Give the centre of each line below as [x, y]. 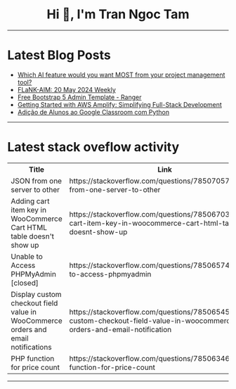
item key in [29, 210]
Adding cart [30, 201]
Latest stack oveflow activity [93, 147]
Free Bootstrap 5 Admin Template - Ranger [79, 97]
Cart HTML [29, 227]
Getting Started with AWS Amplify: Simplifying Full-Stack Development [120, 104]
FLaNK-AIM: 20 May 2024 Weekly [66, 89]
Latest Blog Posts [59, 55]
